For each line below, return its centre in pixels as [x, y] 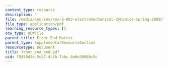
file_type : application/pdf [35, 24]
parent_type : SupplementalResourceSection [50, 43]
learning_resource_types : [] [36, 29]
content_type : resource [30, 10]
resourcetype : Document [30, 47]
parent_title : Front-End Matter [39, 38]
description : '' [22, 15]
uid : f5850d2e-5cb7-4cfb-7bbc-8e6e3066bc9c [52, 57]
